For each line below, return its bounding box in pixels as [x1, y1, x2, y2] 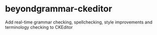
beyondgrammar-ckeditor [5, 3, 112, 14]
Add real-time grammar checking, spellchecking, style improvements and [5, 19, 153, 25]
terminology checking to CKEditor [5, 24, 73, 30]
